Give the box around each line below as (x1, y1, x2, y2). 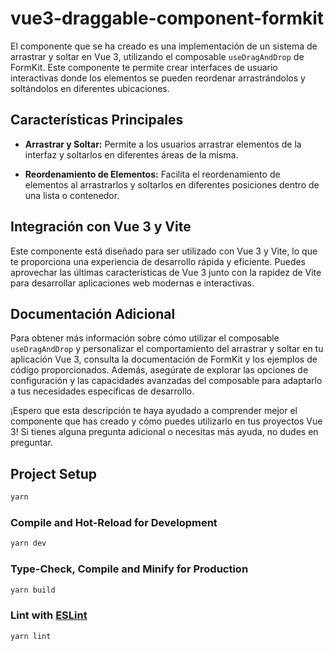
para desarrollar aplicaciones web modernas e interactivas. (10, 277, 255, 289)
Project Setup (10, 465, 98, 482)
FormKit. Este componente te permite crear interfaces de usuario (10, 61, 278, 73)
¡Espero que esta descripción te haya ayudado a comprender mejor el (10, 405, 298, 417)
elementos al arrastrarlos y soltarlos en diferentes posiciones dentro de (24, 178, 320, 191)
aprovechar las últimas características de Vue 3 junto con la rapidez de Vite (10, 266, 322, 278)
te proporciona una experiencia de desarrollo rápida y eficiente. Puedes (10, 255, 307, 267)
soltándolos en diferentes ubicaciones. (10, 82, 170, 94)
